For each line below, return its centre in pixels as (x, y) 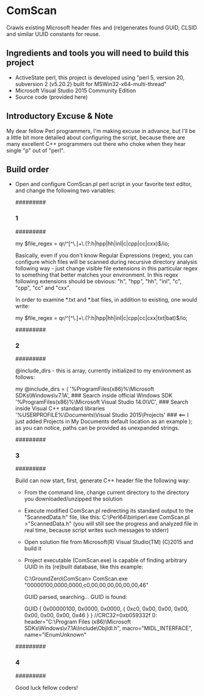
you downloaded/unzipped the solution (73, 499)
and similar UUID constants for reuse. (53, 34)
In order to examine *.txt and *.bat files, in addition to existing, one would (106, 299)
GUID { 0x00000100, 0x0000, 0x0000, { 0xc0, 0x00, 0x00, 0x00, (106, 609)
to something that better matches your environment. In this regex (97, 275)
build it (33, 549)
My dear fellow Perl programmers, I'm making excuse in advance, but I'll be (101, 131)
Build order (28, 169)
